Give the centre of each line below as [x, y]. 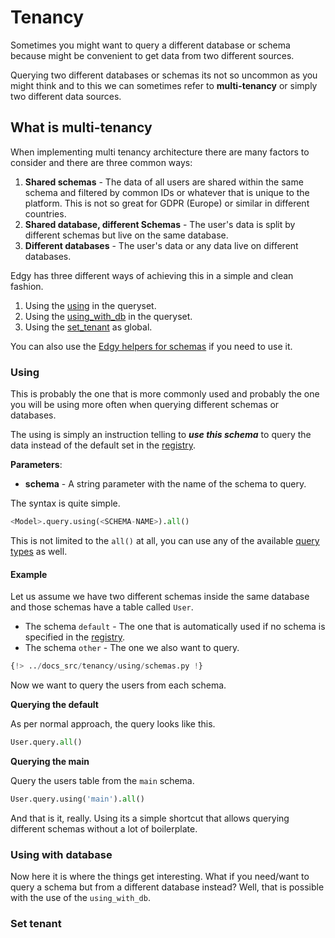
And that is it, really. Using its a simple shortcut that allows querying [150, 818]
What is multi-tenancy [81, 127]
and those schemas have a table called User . [102, 607]
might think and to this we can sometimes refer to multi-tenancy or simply [164, 85]
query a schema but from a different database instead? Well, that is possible [167, 887]
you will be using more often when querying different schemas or [145, 405]
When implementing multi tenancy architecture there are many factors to [160, 152]
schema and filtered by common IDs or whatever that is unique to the [167, 192]
